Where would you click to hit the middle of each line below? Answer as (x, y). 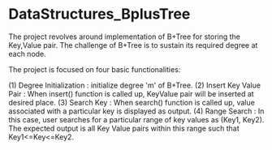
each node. (27, 54)
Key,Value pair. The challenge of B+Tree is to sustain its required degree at (133, 45)
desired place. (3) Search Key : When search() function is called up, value (132, 102)
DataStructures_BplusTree (99, 14)
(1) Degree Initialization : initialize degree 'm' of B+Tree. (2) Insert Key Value (135, 85)
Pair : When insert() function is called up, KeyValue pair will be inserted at (131, 93)
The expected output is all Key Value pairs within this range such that (124, 128)
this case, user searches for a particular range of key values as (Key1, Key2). (136, 119)
